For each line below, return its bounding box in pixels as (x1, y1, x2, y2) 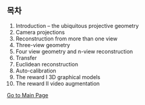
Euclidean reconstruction (15, 60, 79, 68)
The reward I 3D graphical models (15, 73, 100, 80)
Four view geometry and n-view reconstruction (15, 48, 134, 55)
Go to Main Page (7, 91, 49, 98)
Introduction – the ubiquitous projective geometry (15, 22, 139, 29)
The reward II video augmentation (15, 80, 100, 87)
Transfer (15, 54, 37, 62)
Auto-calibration (15, 67, 57, 74)
